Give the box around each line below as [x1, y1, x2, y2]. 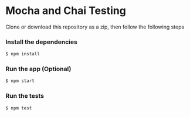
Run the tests [5, 92, 45, 100]
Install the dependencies [5, 38, 77, 46]
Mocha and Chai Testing [5, 4, 127, 17]
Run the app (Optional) [5, 65, 72, 73]
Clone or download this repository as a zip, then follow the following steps [5, 23, 185, 30]
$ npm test [5, 105, 32, 111]
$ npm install [5, 51, 40, 57]
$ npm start [5, 78, 35, 84]
